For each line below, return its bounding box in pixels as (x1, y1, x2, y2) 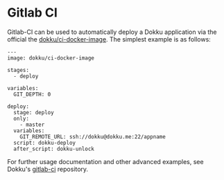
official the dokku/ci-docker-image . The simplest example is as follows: (7, 35, 212, 43)
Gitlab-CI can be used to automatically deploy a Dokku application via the (7, 28, 217, 36)
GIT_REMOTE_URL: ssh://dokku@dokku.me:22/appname (19, 133, 166, 140)
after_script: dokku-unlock (13, 145, 95, 152)
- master (19, 121, 45, 128)
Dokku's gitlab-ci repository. (7, 165, 89, 173)
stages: (7, 66, 30, 73)
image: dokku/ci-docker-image (7, 54, 95, 62)
